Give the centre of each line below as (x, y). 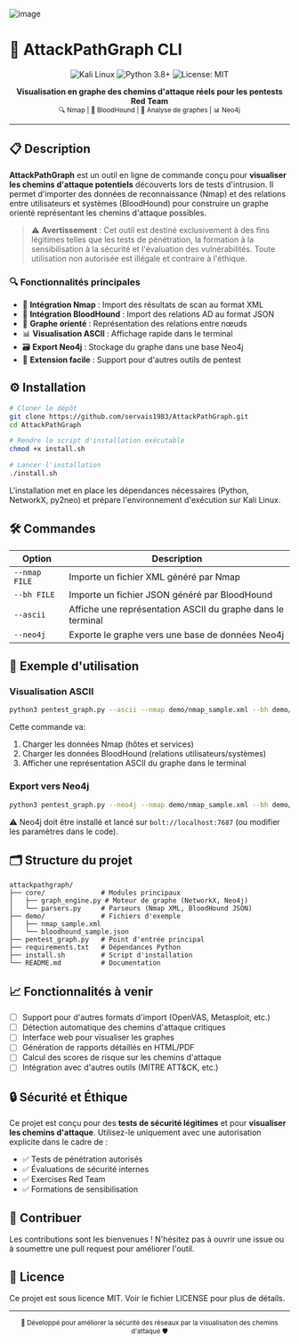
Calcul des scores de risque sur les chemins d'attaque (122, 1057)
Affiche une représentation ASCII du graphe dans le (177, 609)
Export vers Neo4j (49, 786)
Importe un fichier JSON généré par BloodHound (171, 595)
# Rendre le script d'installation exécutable (97, 441)
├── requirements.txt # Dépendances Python (95, 948)
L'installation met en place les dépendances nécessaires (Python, (129, 490)
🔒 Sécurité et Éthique (69, 1097)
